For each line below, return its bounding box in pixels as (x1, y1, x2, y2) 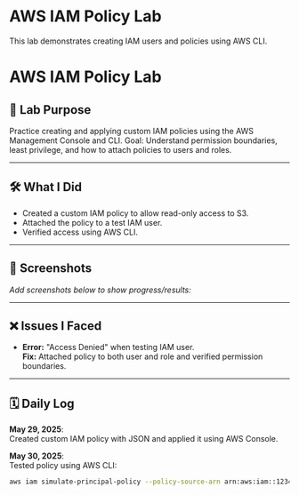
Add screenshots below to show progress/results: (9, 284, 191, 295)
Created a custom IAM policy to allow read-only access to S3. (21, 207, 249, 219)
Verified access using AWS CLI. (21, 227, 139, 237)
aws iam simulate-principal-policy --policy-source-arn (9, 477, 221, 486)
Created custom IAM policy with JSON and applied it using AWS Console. (9, 434, 279, 444)
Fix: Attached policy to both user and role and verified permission (21, 351, 263, 362)
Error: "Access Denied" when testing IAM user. (21, 342, 195, 353)
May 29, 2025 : (9, 424, 64, 435)
